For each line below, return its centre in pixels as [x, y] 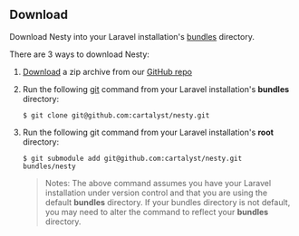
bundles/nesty [49, 166]
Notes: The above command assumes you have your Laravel [158, 183]
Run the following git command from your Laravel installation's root [148, 132]
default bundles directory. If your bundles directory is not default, [168, 202]
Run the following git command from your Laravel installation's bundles [156, 89]
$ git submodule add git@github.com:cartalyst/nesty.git [132, 158]
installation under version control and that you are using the [156, 193]
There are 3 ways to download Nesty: [79, 54]
